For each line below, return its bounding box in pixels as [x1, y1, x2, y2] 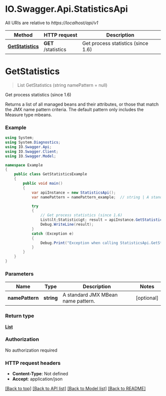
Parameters [5, 270, 34, 277]
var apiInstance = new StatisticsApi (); [31, 190, 116, 195]
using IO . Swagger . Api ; [5, 144, 52, 149]
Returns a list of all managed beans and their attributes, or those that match [5, 101, 159, 107]
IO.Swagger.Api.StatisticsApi [5, 3, 128, 15]
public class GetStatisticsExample [14, 172, 87, 177]
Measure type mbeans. [5, 112, 52, 118]
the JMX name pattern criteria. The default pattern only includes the [5, 106, 144, 112]
